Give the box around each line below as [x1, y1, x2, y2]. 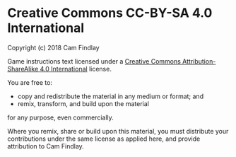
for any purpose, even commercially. [7, 113, 114, 122]
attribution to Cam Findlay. [7, 141, 85, 150]
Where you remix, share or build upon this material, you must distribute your [7, 127, 229, 135]
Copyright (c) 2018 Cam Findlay [7, 43, 100, 52]
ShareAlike [7, 64, 39, 73]
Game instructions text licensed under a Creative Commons [7, 57, 182, 65]
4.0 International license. [40, 64, 112, 73]
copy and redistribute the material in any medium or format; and [17, 92, 203, 100]
